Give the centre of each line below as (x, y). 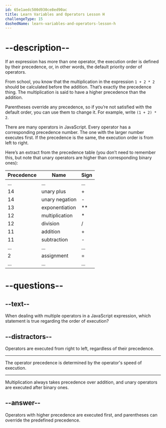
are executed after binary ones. (37, 387)
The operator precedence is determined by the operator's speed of (74, 363)
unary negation (59, 200)
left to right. (17, 143)
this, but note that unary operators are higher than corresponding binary (79, 158)
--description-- (38, 48)
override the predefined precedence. (43, 420)
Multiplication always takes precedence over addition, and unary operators (81, 382)
